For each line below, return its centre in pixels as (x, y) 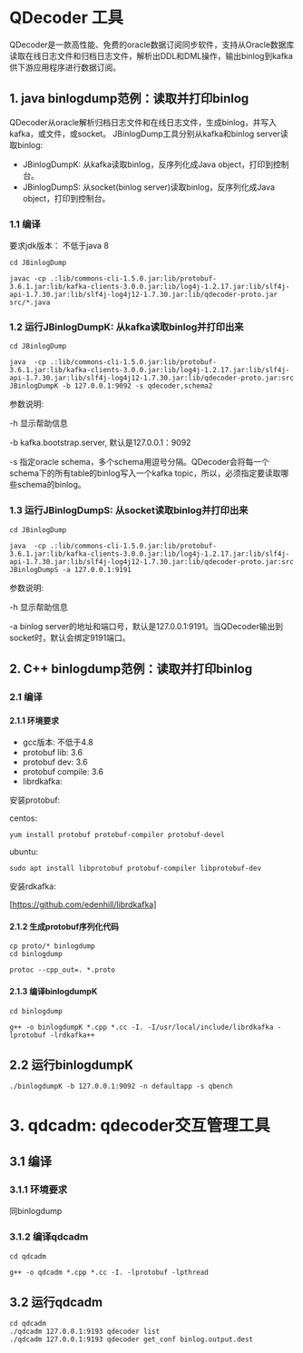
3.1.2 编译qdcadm (49, 1237)
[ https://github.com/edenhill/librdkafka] (83, 904)
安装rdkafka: (33, 886)
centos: (24, 818)
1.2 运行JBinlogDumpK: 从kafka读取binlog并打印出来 (127, 327)
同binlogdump (36, 1211)
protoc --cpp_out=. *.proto (63, 970)
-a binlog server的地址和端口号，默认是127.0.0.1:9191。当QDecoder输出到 (147, 626)
